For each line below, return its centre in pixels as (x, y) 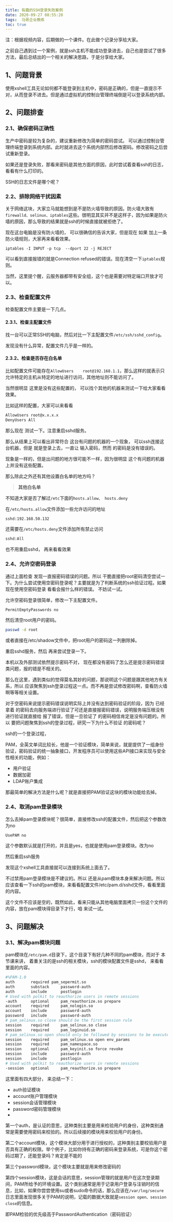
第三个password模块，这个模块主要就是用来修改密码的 (63, 1166)
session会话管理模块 (34, 1103)
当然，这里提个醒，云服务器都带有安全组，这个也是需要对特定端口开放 (80, 276)
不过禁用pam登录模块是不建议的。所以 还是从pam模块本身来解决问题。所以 (85, 879)
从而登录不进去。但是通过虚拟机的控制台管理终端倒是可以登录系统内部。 (91, 95)
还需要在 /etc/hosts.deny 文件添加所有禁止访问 (54, 529)
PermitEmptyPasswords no (32, 610)
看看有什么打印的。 (26, 171)
